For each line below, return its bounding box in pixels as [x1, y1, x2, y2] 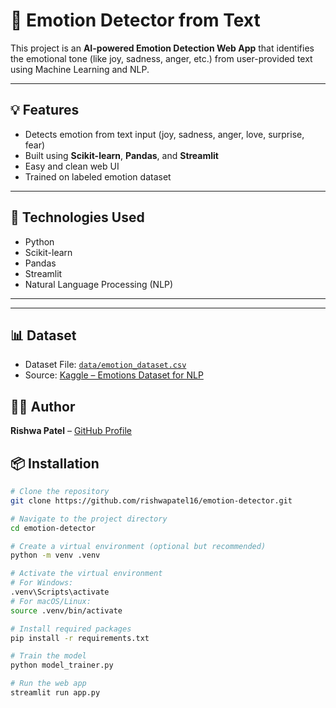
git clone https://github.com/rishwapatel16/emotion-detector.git [10, 495, 293, 506]
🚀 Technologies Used [10, 209, 145, 226]
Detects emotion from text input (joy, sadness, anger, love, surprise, [24, 128, 305, 140]
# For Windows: [10, 578, 74, 588]
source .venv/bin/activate [10, 605, 123, 616]
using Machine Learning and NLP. [10, 63, 150, 75]
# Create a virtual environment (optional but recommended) [10, 541, 267, 551]
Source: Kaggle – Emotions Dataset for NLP [24, 369, 204, 381]
